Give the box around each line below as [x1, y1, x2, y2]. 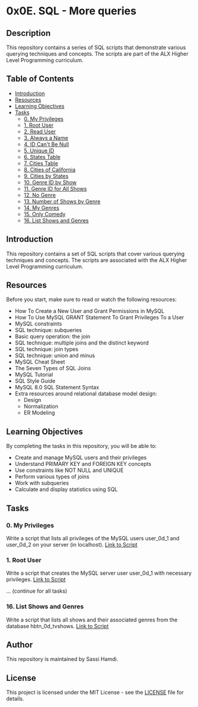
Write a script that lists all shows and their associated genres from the [6, 616, 178, 623]
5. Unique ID [23, 147, 55, 154]
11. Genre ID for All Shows [23, 185, 87, 192]
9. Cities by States [23, 172, 69, 179]
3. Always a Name [23, 134, 69, 141]
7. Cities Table [23, 160, 58, 167]
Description [6, 28, 51, 38]
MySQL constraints [14, 320, 63, 327]
